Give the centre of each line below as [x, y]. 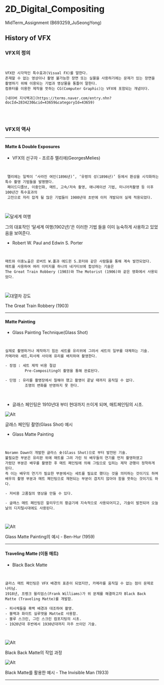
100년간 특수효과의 [21, 192]
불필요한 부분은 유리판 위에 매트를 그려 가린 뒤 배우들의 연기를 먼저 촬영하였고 [74, 458]
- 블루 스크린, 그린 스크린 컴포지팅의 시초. [43, 619]
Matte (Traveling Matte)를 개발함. [39, 599]
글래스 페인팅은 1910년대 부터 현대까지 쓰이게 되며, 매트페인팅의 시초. [78, 405]
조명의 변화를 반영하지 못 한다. [52, 386]
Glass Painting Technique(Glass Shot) [50, 333]
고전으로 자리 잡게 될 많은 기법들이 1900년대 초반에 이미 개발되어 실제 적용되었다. [80, 198]
